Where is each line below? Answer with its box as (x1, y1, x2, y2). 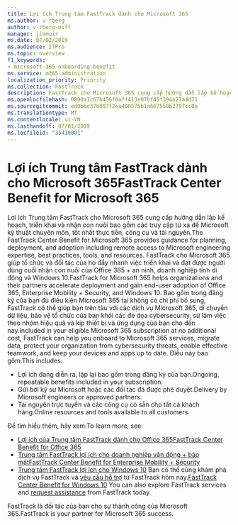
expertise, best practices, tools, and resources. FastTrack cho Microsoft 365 (7, 251, 230, 260)
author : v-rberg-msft (7, 23, 72, 31)
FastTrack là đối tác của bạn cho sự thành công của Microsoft (7, 502, 188, 511)
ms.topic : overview (7, 50, 65, 57)
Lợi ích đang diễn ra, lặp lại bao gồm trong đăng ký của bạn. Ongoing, (17, 370, 220, 379)
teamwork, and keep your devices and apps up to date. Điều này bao (7, 349, 209, 358)
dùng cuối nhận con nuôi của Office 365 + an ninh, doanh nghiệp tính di (7, 266, 217, 275)
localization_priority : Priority (7, 76, 106, 84)
